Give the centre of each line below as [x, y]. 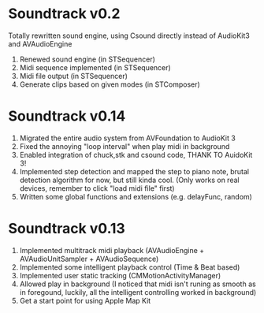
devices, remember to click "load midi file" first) [97, 188]
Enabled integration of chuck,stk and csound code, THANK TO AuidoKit [136, 155]
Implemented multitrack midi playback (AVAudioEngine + [112, 250]
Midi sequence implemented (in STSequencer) [95, 67]
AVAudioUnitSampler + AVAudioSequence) [89, 259]
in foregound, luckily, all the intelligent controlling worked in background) [138, 292]
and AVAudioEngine [40, 43]
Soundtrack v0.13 [67, 229]
